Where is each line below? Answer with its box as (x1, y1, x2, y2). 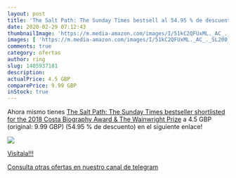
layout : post (7, 10, 46, 18)
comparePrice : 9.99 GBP (7, 82, 77, 89)
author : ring (7, 56, 46, 63)
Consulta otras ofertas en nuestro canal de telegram (7, 163, 159, 172)
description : (7, 69, 46, 76)
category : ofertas (7, 50, 61, 57)
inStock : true (7, 88, 49, 95)
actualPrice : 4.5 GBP (7, 75, 71, 83)
